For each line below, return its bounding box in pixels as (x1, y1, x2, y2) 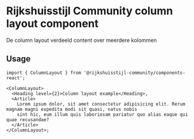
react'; (6, 75, 26, 81)
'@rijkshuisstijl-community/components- (83, 70, 186, 76)
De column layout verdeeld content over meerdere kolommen (6, 36, 157, 44)
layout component (6, 17, 99, 30)
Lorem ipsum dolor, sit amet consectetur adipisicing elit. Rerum (17, 101, 186, 107)
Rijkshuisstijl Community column (6, 4, 173, 18)
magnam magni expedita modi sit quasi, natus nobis (6, 106, 137, 112)
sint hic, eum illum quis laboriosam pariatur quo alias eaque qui (17, 112, 188, 118)
